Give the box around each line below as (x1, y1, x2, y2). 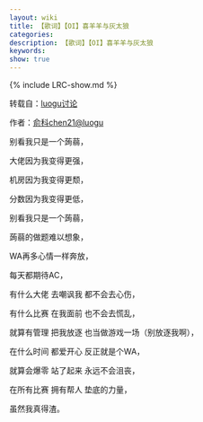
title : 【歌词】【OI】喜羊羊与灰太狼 (9, 22, 130, 31)
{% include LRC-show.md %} (9, 80, 119, 90)
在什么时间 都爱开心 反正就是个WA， (9, 347, 146, 356)
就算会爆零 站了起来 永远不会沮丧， (9, 365, 140, 375)
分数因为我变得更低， (9, 194, 88, 204)
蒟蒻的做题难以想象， (9, 232, 88, 242)
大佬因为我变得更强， (9, 155, 88, 166)
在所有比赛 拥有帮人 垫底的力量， (9, 384, 132, 395)
